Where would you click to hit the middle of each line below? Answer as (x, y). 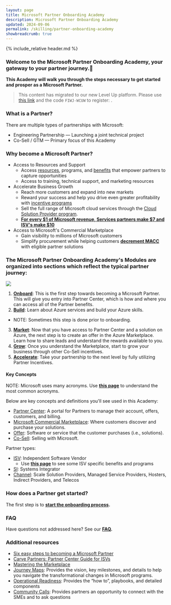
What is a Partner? (29, 114)
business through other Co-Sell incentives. (58, 352)
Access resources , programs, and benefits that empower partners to (93, 170)
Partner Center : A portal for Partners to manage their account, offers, (86, 411)
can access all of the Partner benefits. (53, 305)
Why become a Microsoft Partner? (49, 154)
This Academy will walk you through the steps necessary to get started (83, 80)
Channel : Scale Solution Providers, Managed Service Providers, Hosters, (90, 475)
